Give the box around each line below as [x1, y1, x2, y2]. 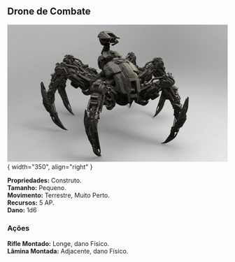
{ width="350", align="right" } [7, 163, 93, 171]
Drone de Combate [7, 6, 91, 17]
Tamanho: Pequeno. [7, 184, 66, 192]
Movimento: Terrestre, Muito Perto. [7, 191, 111, 200]
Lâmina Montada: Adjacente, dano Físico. [7, 247, 129, 255]
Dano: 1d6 [7, 206, 37, 214]
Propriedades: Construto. [7, 176, 82, 184]
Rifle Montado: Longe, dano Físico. [7, 239, 110, 247]
